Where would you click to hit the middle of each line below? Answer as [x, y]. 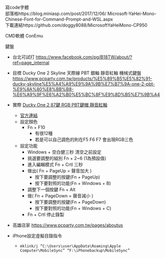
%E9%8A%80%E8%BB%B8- [43, 89]
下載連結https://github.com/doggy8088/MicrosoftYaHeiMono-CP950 [76, 25]
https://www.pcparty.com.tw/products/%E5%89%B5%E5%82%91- [82, 78]
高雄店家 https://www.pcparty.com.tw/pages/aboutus [68, 225]
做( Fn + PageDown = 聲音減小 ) [60, 196]
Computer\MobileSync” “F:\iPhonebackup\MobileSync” [75, 250]
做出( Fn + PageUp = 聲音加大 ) [59, 171]
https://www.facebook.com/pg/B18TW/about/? [84, 57]
